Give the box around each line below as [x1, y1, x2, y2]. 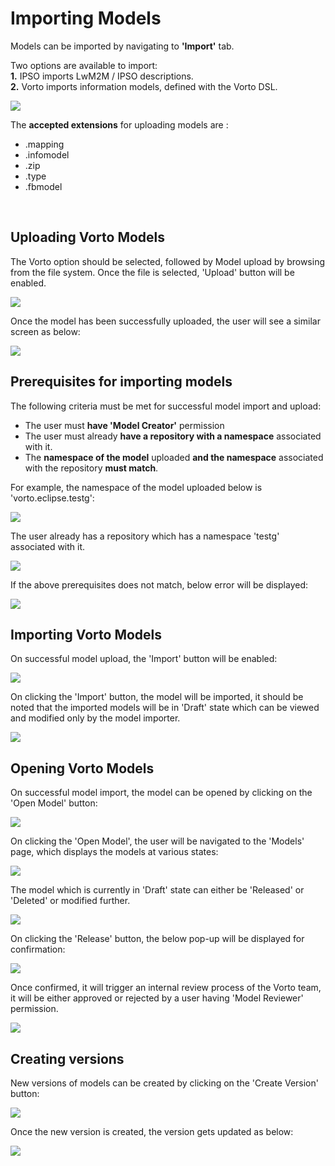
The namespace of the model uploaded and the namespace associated [24, 451, 324, 463]
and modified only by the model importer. [10, 712, 181, 724]
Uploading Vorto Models [10, 229, 166, 246]
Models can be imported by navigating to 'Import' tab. [10, 40, 235, 52]
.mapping [24, 138, 65, 150]
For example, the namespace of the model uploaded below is [10, 481, 263, 493]
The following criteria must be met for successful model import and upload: [10, 400, 322, 412]
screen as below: [10, 325, 81, 337]
